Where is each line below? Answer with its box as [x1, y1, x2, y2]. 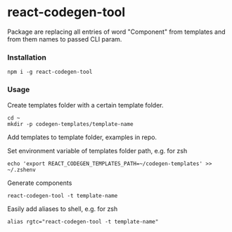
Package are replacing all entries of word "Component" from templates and [7, 27, 226, 36]
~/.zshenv [7, 166, 37, 173]
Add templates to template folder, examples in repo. [7, 133, 157, 141]
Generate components [7, 179, 72, 187]
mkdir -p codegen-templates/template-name [7, 120, 134, 127]
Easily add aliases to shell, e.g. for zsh [7, 205, 118, 213]
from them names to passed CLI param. [7, 34, 122, 43]
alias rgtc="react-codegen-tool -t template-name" [7, 218, 159, 225]
